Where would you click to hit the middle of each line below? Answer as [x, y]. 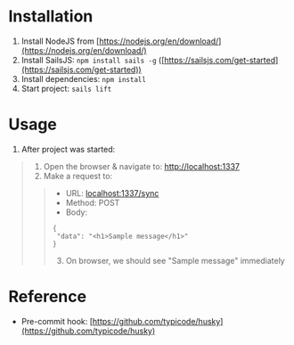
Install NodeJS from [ [60, 41]
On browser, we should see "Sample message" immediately [176, 260]
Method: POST [93, 202]
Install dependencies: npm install [83, 78]
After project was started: [68, 149]
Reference [47, 297]
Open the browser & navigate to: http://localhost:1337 [142, 166]
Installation [51, 16]
